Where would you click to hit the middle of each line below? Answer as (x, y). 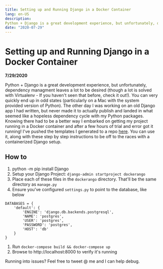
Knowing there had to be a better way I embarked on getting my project (76, 121)
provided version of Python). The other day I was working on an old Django (80, 106)
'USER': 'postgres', (43, 220)
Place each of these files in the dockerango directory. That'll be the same (84, 179)
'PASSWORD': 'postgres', (48, 225)
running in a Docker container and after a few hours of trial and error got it (79, 126)
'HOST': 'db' (36, 229)
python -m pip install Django (40, 169)
